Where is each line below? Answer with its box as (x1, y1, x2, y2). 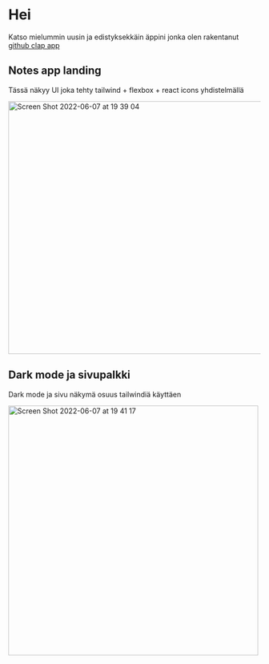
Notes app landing (8, 64, 102, 78)
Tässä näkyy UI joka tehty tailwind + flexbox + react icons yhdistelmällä (8, 85, 244, 95)
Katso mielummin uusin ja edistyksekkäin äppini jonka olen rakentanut (8, 32, 239, 42)
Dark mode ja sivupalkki (8, 368, 130, 382)
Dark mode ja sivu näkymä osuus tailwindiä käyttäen (8, 389, 182, 399)
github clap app (8, 40, 60, 50)
